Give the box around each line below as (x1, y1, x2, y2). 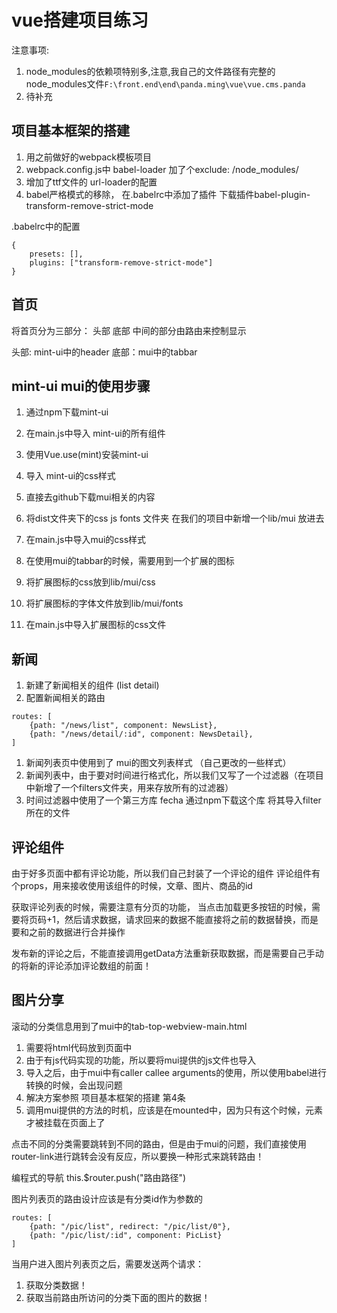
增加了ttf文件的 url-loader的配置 (25, 176, 158, 188)
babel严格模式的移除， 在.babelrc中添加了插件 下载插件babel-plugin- (25, 188, 311, 200)
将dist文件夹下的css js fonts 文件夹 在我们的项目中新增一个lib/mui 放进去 (25, 512, 325, 525)
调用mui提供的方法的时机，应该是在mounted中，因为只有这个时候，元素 (25, 1104, 324, 1116)
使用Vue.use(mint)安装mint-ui (25, 449, 149, 461)
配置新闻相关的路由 (25, 692, 106, 704)
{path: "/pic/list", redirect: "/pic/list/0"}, (29, 1221, 231, 1231)
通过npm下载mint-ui (25, 406, 109, 418)
